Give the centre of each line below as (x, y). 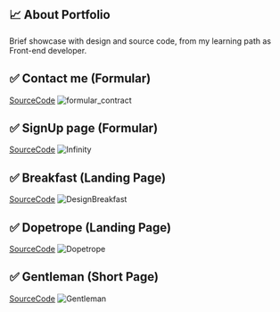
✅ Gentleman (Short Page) (84, 277)
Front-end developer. (48, 50)
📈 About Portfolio (60, 15)
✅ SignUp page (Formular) (84, 128)
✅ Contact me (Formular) (80, 79)
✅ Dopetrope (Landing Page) (91, 228)
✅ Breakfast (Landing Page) (88, 177)
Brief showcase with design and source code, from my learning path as (140, 41)
